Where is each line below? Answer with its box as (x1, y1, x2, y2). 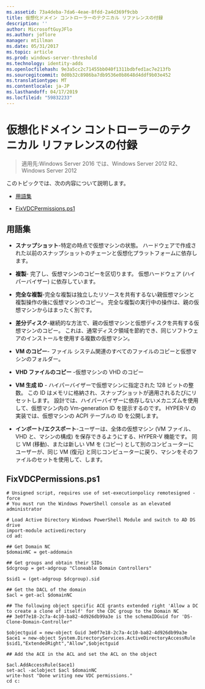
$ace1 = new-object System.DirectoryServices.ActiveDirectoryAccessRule (6, 635, 196, 642)
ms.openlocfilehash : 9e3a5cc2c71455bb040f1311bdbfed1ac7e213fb (6, 66, 171, 72)
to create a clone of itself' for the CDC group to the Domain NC (6, 609, 179, 615)
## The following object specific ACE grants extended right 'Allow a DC (6, 603, 199, 609)
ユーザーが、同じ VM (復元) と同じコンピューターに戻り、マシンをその (15, 448, 193, 455)
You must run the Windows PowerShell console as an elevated (12, 501, 171, 507)
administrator (6, 506, 43, 513)
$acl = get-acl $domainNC (6, 592, 72, 599)
